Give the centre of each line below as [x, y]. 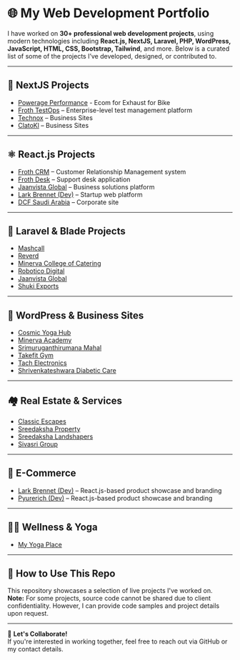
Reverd [28, 256]
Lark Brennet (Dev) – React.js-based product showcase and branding [120, 490]
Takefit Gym [35, 356]
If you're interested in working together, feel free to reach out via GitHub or [117, 641]
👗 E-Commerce [42, 473]
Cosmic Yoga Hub [44, 333]
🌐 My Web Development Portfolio [109, 13]
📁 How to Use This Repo [61, 574]
